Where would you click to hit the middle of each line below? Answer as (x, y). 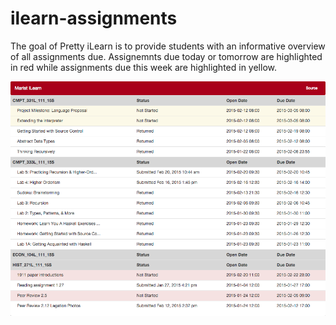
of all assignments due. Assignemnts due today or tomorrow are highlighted (166, 56)
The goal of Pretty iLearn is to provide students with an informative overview (168, 46)
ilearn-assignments (94, 18)
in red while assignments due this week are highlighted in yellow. (143, 67)
